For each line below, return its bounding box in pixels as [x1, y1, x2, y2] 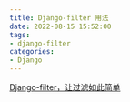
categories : [9, 47, 55, 56]
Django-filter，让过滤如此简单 [9, 82, 121, 92]
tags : [9, 30, 30, 39]
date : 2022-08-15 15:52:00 [9, 22, 112, 31]
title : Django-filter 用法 [9, 13, 109, 23]
